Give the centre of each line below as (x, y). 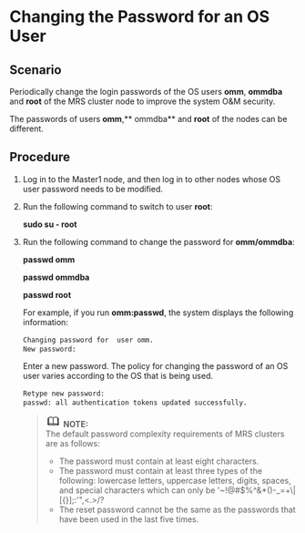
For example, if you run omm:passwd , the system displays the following (158, 313)
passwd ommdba (56, 277)
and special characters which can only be (137, 490)
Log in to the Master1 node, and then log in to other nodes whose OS (151, 179)
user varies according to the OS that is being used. (118, 375)
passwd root (47, 294)
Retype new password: (63, 394)
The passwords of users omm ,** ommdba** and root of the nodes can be (148, 119)
